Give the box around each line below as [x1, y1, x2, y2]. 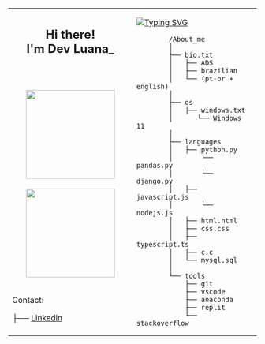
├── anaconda [185, 295, 234, 304]
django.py [136, 177, 174, 185]
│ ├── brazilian [168, 66, 238, 75]
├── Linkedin [12, 312, 63, 323]
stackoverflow [136, 319, 189, 327]
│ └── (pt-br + [168, 74, 234, 83]
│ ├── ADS [168, 58, 214, 67]
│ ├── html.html [168, 216, 238, 225]
